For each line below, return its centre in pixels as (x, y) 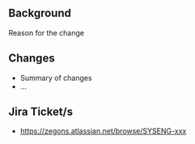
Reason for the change (47, 32)
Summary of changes (56, 78)
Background (40, 13)
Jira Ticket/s (41, 112)
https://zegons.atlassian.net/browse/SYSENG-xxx (103, 131)
